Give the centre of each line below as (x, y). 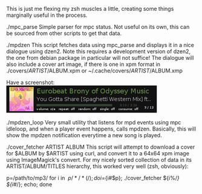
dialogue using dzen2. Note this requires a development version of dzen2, (99, 51)
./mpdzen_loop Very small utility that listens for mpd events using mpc (94, 122)
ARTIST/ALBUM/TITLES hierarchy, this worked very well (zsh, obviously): (97, 166)
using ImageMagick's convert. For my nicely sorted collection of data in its (99, 160)
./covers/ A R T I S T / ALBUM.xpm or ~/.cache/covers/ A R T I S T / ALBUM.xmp (95, 71)
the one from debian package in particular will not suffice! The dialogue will (100, 58)
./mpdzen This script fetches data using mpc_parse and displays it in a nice (100, 45)
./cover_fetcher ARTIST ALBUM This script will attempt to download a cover (101, 147)
